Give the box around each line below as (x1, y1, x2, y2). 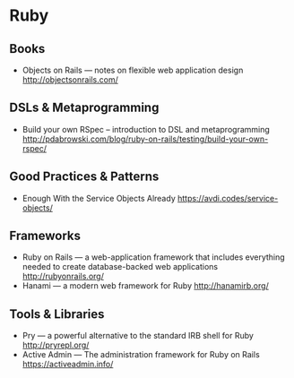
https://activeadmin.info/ (22, 359, 114, 370)
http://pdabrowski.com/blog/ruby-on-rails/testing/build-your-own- (22, 133, 269, 144)
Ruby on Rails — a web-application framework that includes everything (22, 252, 285, 262)
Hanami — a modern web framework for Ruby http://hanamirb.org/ (22, 280, 269, 291)
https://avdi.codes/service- (177, 193, 279, 203)
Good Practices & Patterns (9, 169, 160, 185)
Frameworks (9, 228, 82, 244)
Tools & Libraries (9, 306, 105, 322)
